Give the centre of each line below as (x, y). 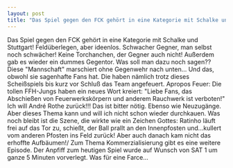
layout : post (26, 13)
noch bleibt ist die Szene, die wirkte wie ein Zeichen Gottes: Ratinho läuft (112, 120)
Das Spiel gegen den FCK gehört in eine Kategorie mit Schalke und (103, 39)
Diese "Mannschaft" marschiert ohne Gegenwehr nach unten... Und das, (111, 69)
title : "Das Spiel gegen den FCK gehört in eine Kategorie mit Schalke (113, 20)
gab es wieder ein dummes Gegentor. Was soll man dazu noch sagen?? (109, 62)
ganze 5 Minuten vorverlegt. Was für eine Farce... (78, 157)
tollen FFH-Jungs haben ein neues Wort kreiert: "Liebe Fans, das (100, 91)
